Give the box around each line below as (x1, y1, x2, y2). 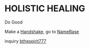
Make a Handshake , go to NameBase (4, 28, 79, 34)
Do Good (4, 19, 23, 25)
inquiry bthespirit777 (4, 38, 46, 44)
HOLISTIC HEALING (4, 3, 86, 14)
